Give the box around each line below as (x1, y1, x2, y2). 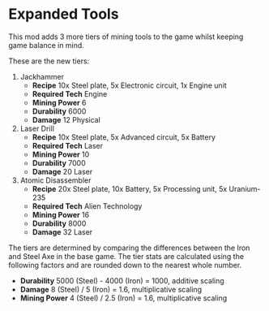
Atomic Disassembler (19, 175, 92, 185)
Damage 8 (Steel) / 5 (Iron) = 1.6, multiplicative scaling (19, 284, 203, 294)
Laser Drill (19, 123, 55, 133)
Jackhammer (19, 71, 65, 81)
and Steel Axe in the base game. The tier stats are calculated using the (8, 251, 245, 261)
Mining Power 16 (32, 209, 90, 219)
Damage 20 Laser (32, 166, 93, 176)
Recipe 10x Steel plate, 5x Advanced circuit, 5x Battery (32, 132, 216, 142)
